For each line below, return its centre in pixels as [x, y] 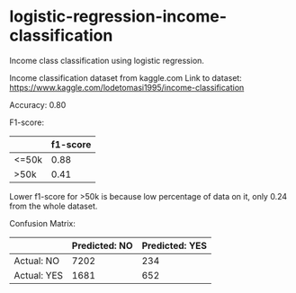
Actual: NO [37, 261]
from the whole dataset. [54, 206]
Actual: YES [39, 275]
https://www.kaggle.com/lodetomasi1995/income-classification [127, 87]
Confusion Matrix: [43, 223]
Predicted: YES [175, 245]
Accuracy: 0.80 [38, 104]
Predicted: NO [102, 245]
